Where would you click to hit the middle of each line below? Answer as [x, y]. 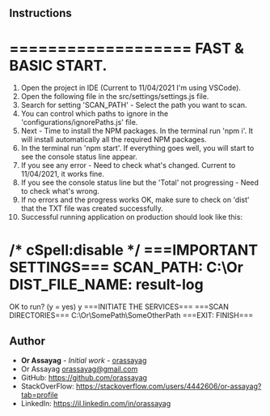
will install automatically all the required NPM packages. [114, 139]
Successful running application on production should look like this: [132, 217]
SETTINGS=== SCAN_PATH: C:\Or [126, 267]
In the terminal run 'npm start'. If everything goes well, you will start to [137, 148]
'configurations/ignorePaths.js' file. [79, 122]
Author [27, 341]
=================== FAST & [127, 48]
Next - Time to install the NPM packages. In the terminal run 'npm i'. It [137, 131]
